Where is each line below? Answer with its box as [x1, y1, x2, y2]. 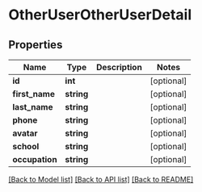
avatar [12, 127, 38, 139]
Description [95, 62, 143, 73]
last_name [12, 102, 53, 112]
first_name [12, 89, 55, 99]
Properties [8, 38, 63, 52]
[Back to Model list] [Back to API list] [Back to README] [8, 175, 194, 184]
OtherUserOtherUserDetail [8, 6, 192, 24]
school [12, 141, 40, 152]
